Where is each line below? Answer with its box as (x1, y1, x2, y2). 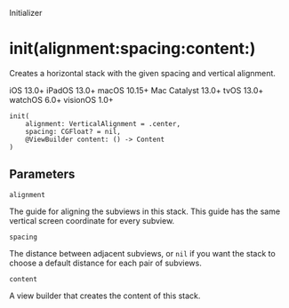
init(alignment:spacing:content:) (9, 39, 256, 59)
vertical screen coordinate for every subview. (9, 215, 175, 225)
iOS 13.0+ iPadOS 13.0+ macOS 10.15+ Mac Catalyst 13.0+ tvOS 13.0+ (9, 84, 264, 96)
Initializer (9, 8, 43, 18)
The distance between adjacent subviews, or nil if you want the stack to (9, 248, 276, 258)
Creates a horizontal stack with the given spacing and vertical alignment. (9, 67, 276, 78)
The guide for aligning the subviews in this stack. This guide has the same (9, 206, 281, 217)
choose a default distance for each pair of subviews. (9, 257, 202, 268)
